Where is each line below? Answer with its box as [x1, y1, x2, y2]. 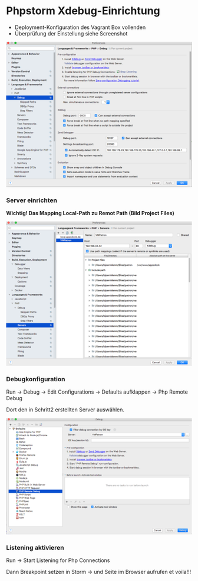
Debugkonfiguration [6, 375, 65, 383]
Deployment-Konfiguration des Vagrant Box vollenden [14, 24, 146, 31]
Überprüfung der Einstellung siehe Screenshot [14, 30, 128, 37]
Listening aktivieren [6, 544, 65, 552]
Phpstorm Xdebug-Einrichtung [6, 4, 160, 18]
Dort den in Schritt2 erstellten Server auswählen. [6, 406, 125, 413]
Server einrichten [6, 196, 58, 205]
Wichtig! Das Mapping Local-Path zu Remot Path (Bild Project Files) [6, 210, 175, 216]
